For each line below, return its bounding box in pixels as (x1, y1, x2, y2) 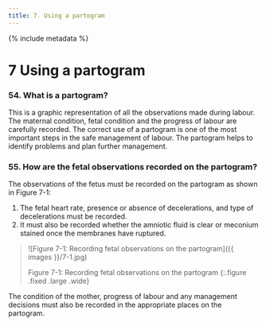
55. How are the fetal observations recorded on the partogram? (8, 161, 257, 173)
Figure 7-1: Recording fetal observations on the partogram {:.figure (27, 268, 247, 277)
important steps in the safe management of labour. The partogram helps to (8, 133, 253, 143)
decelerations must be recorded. (19, 212, 127, 221)
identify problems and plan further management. (8, 142, 168, 151)
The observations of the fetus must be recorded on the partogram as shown (8, 180, 258, 189)
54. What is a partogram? (8, 89, 109, 100)
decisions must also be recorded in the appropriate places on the (8, 300, 222, 310)
